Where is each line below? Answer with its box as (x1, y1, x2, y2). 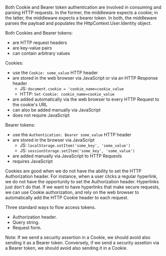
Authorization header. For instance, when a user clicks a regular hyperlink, (5, 173, 158, 179)
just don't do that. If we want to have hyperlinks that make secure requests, (5, 184, 160, 190)
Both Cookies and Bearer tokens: (5, 30, 73, 36)
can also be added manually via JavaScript (12, 107, 101, 113)
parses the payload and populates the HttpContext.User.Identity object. (5, 20, 152, 26)
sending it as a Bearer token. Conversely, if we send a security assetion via (5, 240, 160, 245)
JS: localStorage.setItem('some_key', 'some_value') (19, 142, 131, 148)
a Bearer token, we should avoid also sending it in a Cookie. (5, 245, 128, 251)
